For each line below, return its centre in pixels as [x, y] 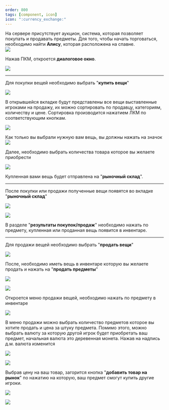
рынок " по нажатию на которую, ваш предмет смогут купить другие [80, 378]
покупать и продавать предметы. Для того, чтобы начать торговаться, [81, 39]
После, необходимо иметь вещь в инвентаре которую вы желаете [77, 264]
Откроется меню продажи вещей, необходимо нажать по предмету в [80, 298]
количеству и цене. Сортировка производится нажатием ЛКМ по [76, 113]
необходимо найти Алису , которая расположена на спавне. [70, 44]
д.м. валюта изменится [30, 344]
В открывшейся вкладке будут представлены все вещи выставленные [81, 102]
